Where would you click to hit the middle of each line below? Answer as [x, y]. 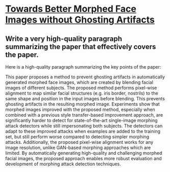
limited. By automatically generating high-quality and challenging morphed [84, 153]
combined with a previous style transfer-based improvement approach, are [84, 115]
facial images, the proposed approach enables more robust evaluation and [83, 158]
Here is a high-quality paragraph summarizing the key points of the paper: [83, 67]
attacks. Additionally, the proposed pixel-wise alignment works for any [79, 142]
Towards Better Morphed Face [71, 9]
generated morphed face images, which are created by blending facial [79, 82]
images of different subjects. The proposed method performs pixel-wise [81, 88]
